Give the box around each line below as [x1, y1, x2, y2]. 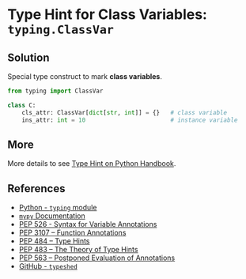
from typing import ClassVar [7, 87, 104, 95]
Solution [7, 51, 50, 64]
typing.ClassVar [7, 22, 114, 37]
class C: [7, 101, 36, 109]
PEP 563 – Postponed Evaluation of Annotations [18, 253, 176, 262]
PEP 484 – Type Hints [18, 236, 90, 246]
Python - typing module [18, 203, 97, 213]
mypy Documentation [18, 211, 85, 221]
